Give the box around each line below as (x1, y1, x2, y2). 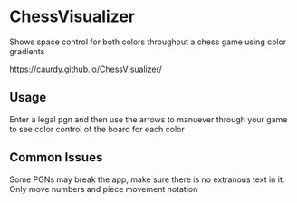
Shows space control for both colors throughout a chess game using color (9, 36, 287, 47)
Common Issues (9, 150, 103, 165)
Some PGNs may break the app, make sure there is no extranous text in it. (9, 174, 285, 185)
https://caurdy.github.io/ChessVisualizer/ (9, 63, 163, 74)
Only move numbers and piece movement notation (9, 183, 198, 194)
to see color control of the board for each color (9, 123, 185, 134)
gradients (9, 45, 45, 56)
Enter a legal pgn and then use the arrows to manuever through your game (9, 113, 288, 124)
